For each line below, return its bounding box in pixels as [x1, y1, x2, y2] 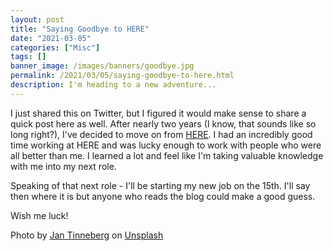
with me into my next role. [10, 160, 117, 172]
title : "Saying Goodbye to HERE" [10, 24, 150, 34]
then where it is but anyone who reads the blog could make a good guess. [10, 190, 316, 202]
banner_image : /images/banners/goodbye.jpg [10, 61, 195, 71]
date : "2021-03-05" [10, 33, 92, 43]
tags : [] [10, 52, 47, 62]
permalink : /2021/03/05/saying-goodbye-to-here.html [10, 71, 235, 81]
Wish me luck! [10, 209, 69, 221]
